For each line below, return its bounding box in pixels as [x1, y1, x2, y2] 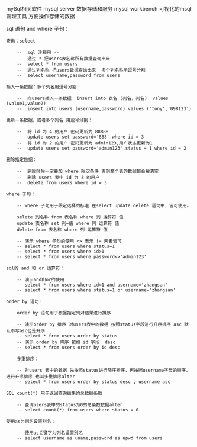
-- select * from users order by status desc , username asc [17, 379, 170, 385]
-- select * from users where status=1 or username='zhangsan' [17, 287, 176, 293]
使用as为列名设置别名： [6, 419, 56, 425]
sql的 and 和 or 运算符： [6, 265, 65, 271]
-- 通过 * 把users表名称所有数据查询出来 [17, 56, 111, 62]
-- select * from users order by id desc [17, 345, 120, 350]
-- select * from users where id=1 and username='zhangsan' [17, 282, 168, 288]
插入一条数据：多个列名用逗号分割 [6, 84, 77, 90]
